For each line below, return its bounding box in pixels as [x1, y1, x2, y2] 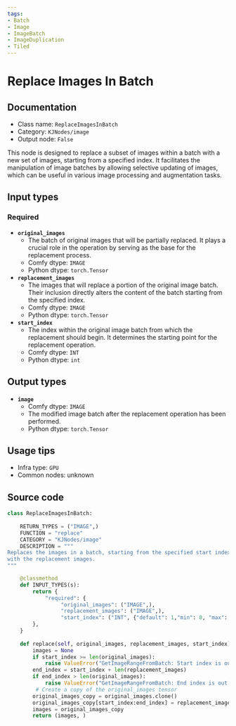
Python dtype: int [27, 355, 81, 364]
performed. [27, 416, 61, 426]
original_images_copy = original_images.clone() [32, 692, 178, 700]
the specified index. [27, 295, 86, 304]
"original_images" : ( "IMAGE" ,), [60, 601, 156, 609]
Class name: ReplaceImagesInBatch [17, 120, 118, 128]
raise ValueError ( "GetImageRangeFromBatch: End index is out [44, 680, 228, 687]
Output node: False [17, 135, 74, 143]
